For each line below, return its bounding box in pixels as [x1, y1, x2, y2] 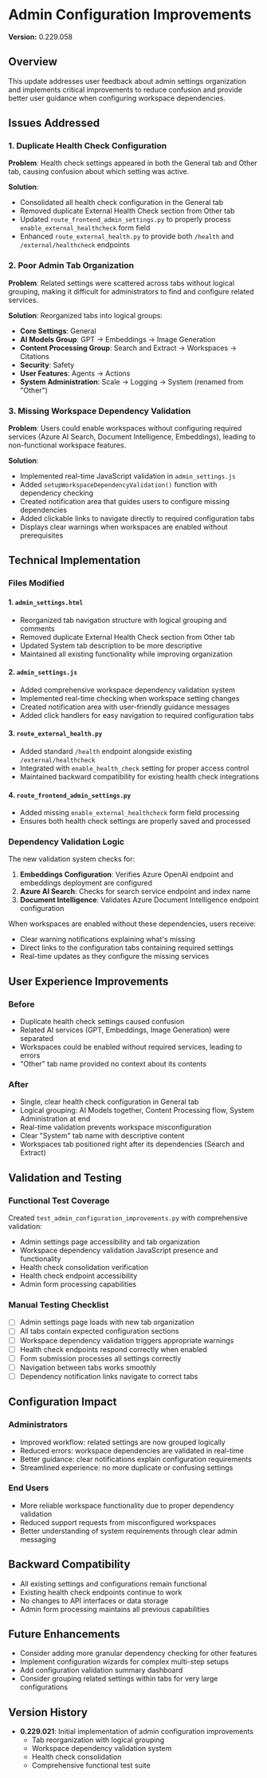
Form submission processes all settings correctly [19, 1354, 182, 1363]
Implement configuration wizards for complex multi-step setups [19, 1657, 230, 1666]
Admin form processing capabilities [19, 1279, 137, 1289]
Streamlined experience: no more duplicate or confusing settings [19, 1462, 234, 1472]
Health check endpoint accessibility [19, 1271, 138, 1281]
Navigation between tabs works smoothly [19, 1362, 157, 1372]
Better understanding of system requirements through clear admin [19, 1526, 238, 1536]
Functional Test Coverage [8, 1195, 110, 1206]
